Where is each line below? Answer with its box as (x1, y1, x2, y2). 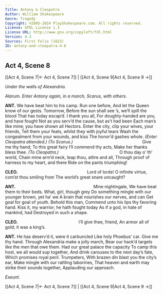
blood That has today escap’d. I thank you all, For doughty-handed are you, (5, 113, 156, 119)
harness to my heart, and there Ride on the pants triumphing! (5, 159, 127, 166)
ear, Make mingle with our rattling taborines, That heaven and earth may (5, 259, 150, 266)
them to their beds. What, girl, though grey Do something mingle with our (5, 189, 152, 195)
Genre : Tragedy (5, 16, 36, 21)
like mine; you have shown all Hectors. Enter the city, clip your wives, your (5, 123, 154, 129)
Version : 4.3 (5, 35, 32, 39)
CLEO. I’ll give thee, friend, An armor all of (5, 219, 149, 225)
